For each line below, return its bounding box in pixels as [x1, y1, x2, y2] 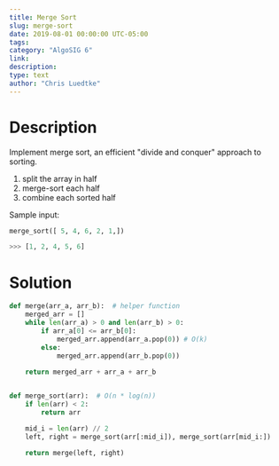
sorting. [9, 156, 38, 167]
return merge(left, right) [25, 448, 125, 457]
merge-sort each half [21, 183, 100, 194]
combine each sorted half [21, 192, 117, 202]
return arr [41, 407, 81, 417]
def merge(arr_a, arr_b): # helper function [9, 302, 180, 311]
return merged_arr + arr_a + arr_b [25, 367, 157, 377]
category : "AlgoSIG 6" [9, 46, 93, 55]
